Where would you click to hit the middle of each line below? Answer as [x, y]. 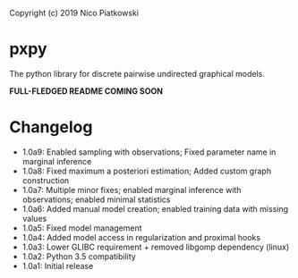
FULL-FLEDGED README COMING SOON [86, 91]
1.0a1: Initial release [58, 265]
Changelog [51, 127]
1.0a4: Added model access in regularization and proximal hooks [141, 237]
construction [46, 180]
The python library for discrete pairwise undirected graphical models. [137, 73]
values [34, 218]
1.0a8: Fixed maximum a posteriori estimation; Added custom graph [146, 171]
